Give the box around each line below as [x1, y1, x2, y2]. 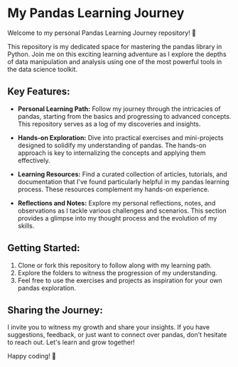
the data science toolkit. [7, 65, 78, 73]
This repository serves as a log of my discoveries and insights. [17, 119, 201, 128]
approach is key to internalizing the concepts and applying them [17, 148, 206, 157]
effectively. [17, 156, 50, 164]
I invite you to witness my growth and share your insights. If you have [7, 323, 210, 331]
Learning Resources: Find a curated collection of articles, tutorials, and [17, 169, 227, 179]
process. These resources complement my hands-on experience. [17, 185, 210, 193]
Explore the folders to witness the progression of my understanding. [17, 268, 218, 277]
